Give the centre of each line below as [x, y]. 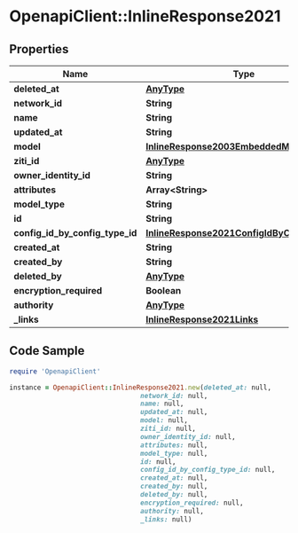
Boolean [164, 290]
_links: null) [166, 519]
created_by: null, [174, 486]
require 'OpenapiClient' [55, 371]
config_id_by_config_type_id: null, [208, 470]
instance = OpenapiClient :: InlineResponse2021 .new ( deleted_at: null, [141, 388]
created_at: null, [174, 478]
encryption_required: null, [192, 503]
